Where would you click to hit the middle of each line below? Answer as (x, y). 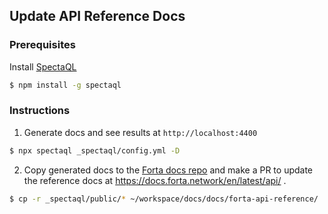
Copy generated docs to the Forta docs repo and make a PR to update (168, 170)
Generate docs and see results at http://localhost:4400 (140, 132)
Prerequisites (42, 45)
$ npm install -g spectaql (65, 85)
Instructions (40, 111)
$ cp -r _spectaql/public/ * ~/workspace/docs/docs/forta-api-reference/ (164, 199)
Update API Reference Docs (97, 16)
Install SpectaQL (43, 66)
